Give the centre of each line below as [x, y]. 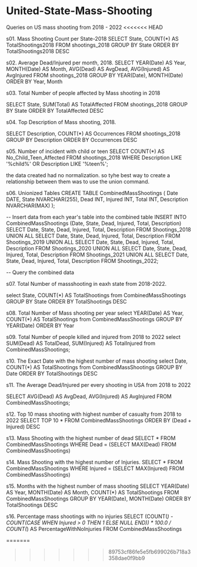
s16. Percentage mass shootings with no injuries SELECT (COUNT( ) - [90, 516]
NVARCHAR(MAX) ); [31, 206]
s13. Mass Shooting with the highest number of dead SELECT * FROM [91, 438]
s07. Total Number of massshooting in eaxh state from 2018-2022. [86, 283]
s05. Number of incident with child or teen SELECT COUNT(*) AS [85, 151]
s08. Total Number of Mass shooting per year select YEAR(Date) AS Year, [95, 313]
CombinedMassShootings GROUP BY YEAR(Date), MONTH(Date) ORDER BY [98, 498]
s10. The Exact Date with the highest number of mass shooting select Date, [97, 361]
